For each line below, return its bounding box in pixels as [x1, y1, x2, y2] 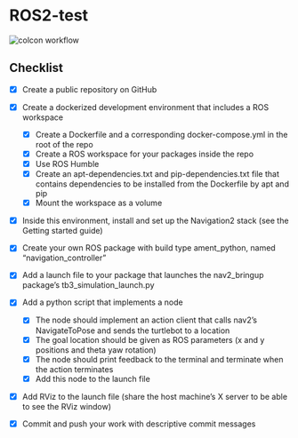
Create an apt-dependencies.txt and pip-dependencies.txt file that [35, 169, 280, 179]
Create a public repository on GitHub [21, 84, 157, 94]
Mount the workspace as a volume [35, 197, 163, 209]
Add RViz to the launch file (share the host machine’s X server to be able [21, 391, 287, 402]
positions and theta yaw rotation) [35, 344, 157, 355]
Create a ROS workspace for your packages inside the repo [35, 148, 254, 159]
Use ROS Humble [35, 159, 100, 169]
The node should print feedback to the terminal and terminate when [35, 354, 284, 364]
